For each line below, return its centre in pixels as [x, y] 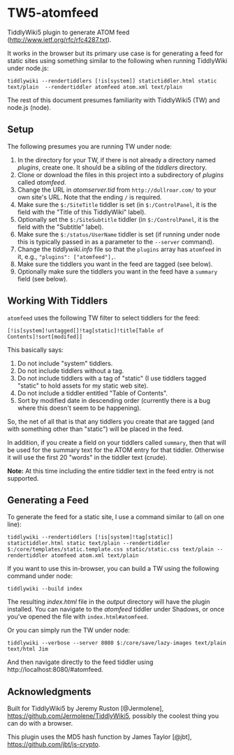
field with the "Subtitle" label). [60, 227]
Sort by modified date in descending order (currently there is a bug [114, 400]
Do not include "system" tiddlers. [65, 363]
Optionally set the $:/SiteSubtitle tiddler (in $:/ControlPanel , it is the [118, 219]
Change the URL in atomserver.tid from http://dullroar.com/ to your [117, 190]
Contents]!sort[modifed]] [45, 337]
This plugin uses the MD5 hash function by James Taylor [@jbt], [100, 737]
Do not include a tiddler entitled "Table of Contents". [93, 393]
